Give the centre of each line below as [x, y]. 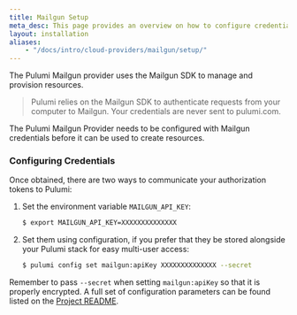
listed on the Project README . [64, 301]
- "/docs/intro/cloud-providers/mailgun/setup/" [116, 50]
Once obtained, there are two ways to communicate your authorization [138, 180]
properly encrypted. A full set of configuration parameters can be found [140, 292]
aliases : [25, 42]
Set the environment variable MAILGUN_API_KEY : [107, 207]
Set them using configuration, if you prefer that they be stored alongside [153, 240]
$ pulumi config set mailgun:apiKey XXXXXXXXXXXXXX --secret [137, 265]
